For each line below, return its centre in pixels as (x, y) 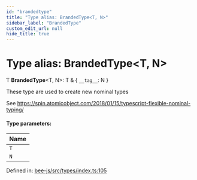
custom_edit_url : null (34, 28)
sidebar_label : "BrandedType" (44, 23)
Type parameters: (29, 123)
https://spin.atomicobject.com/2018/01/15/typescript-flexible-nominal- (104, 103)
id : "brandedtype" (29, 12)
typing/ (15, 110)
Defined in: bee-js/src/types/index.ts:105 (57, 170)
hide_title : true (28, 34)
